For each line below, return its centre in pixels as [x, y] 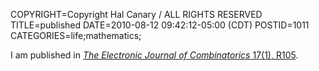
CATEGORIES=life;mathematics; [76, 35]
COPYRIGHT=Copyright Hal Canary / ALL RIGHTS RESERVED [136, 14]
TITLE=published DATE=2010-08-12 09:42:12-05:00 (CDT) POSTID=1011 [160, 25]
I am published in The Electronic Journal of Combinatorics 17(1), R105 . [154, 55]
